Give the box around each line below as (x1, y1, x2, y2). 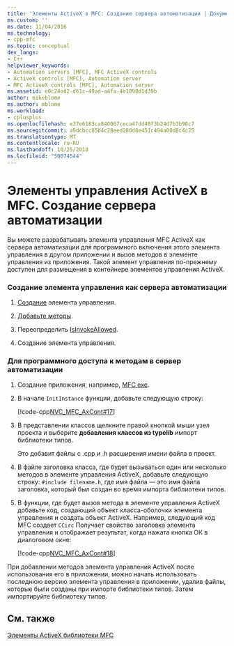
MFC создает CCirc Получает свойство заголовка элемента (17, 521, 196, 530)
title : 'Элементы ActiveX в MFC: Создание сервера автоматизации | (7, 10, 208, 17)
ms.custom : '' (7, 17, 49, 24)
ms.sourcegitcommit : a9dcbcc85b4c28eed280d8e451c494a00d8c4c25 (7, 127, 195, 134)
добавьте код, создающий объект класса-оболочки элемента (17, 506, 203, 514)
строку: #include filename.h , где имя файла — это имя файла (17, 478, 201, 486)
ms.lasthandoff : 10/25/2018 (7, 146, 89, 153)
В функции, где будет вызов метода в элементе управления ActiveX (17, 499, 221, 507)
